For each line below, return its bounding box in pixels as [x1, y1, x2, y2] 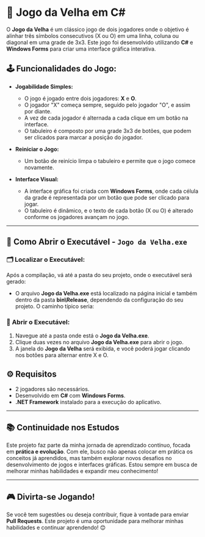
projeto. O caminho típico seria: [15, 303, 95, 310]
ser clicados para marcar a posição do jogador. [24, 134, 143, 141]
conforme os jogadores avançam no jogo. [24, 213, 129, 220]
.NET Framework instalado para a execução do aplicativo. [15, 398, 162, 405]
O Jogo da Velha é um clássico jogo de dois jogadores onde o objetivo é [6, 26, 189, 33]
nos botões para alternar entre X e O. [15, 351, 109, 359]
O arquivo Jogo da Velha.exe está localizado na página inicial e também [15, 290, 197, 297]
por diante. [24, 107, 52, 115]
